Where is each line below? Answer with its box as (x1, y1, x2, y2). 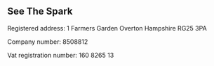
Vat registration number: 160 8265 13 (7, 51, 114, 59)
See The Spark (7, 6, 73, 17)
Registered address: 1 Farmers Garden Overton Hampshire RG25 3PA (7, 24, 207, 32)
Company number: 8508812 (7, 38, 88, 46)
